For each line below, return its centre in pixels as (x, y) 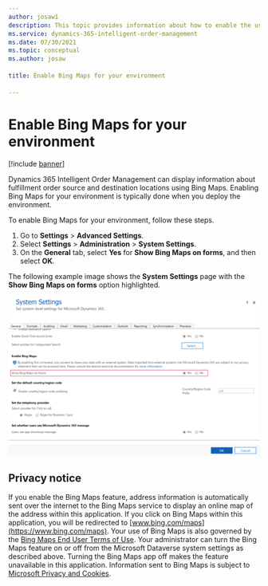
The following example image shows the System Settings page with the (127, 276)
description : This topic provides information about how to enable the (130, 25)
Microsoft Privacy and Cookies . (60, 573)
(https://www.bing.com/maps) (58, 531)
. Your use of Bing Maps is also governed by (179, 531)
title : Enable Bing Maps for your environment (87, 76)
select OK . (37, 261)
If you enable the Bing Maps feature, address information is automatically (128, 498)
